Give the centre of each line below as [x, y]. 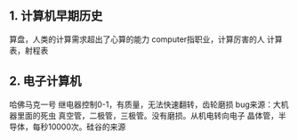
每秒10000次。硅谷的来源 [79, 127]
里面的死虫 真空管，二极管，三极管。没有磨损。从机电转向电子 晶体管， [147, 115]
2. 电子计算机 [45, 82]
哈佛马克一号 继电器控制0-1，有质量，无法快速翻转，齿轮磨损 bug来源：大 [145, 104]
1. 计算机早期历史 [56, 16]
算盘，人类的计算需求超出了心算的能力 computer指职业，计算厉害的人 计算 [146, 39]
